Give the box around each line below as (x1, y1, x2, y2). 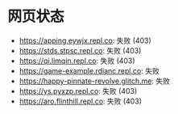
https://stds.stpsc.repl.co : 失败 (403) (19, 45, 142, 55)
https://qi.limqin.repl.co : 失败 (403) (19, 56, 135, 65)
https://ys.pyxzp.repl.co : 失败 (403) (19, 86, 138, 95)
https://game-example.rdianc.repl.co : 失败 (19, 65, 160, 75)
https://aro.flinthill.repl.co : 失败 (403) (19, 96, 143, 106)
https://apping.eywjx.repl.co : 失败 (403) (19, 36, 152, 45)
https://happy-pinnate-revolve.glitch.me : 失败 (19, 76, 171, 86)
